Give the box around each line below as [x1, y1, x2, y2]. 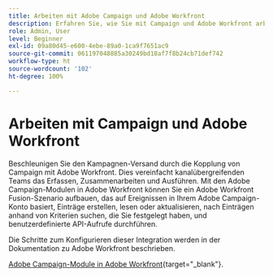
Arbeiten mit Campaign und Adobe [8, 115, 248, 132]
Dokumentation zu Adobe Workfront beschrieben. [8, 243, 175, 253]
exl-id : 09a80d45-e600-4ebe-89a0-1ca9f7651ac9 [8, 42, 169, 50]
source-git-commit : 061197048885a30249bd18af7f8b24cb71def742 [8, 50, 223, 58]
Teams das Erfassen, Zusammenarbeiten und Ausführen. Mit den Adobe [8, 175, 250, 185]
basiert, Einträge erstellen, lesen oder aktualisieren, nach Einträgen [29, 201, 254, 211]
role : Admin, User [8, 27, 71, 35]
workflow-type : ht [8, 58, 71, 66]
